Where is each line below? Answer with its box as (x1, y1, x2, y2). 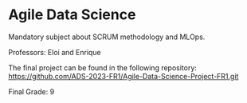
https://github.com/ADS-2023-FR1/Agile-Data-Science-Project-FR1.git (8, 71, 239, 81)
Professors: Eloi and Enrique (8, 47, 101, 57)
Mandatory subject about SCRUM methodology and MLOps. (8, 32, 206, 42)
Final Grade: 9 (8, 86, 55, 97)
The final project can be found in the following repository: (8, 62, 198, 73)
